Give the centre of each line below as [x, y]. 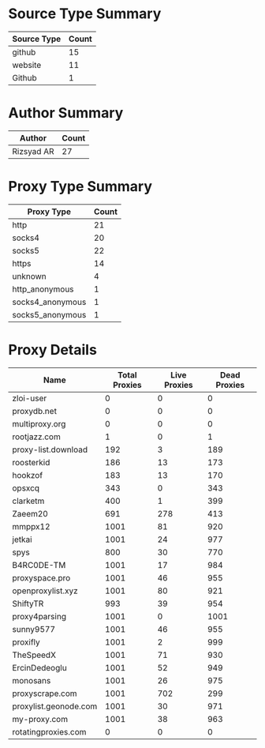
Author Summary [66, 113]
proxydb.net [35, 411]
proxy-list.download [50, 449]
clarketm [28, 501]
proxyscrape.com [45, 693]
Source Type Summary [85, 14]
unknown [29, 276]
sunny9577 [34, 629]
